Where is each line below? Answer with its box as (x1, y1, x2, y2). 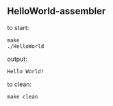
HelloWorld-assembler (7, 5, 106, 17)
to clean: (7, 80, 32, 88)
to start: (7, 23, 29, 31)
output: (7, 55, 27, 63)
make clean (7, 93, 38, 100)
